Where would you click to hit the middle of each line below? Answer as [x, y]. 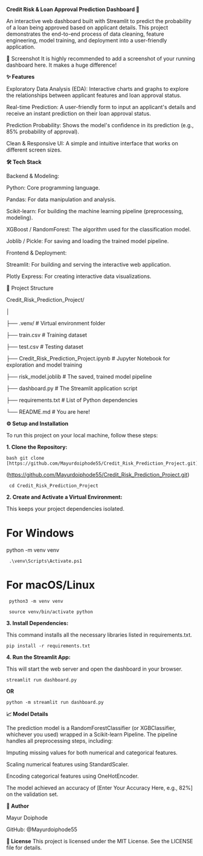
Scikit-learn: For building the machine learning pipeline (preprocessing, [95, 211]
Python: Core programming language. [53, 187]
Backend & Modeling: [33, 176]
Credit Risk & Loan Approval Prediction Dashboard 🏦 [73, 9]
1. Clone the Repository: [37, 447]
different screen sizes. [34, 150]
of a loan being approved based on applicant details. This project [87, 28]
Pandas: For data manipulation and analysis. [61, 199]
